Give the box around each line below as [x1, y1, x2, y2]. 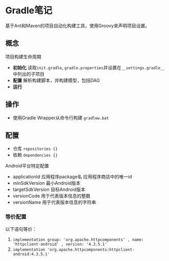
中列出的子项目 [12, 71, 45, 77]
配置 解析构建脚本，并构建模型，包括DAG [12, 77, 100, 83]
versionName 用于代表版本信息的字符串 [12, 199, 96, 205]
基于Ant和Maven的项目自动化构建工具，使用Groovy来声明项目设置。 [5, 23, 150, 29]
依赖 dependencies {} [12, 152, 58, 158]
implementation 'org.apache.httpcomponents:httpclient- [12, 247, 135, 252]
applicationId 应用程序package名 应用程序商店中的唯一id [12, 173, 132, 180]
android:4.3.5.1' [12, 251, 50, 256]
